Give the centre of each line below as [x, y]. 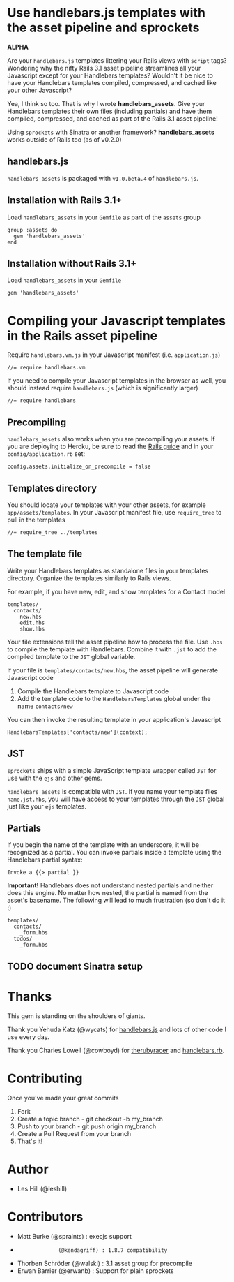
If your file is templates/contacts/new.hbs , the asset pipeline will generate [112, 670]
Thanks [30, 996]
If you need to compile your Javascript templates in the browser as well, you [117, 381]
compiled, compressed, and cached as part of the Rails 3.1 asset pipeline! [112, 118]
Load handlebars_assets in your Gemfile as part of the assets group [104, 217]
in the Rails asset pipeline [83, 336]
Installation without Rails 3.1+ [72, 263]
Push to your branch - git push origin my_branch [87, 1126]
